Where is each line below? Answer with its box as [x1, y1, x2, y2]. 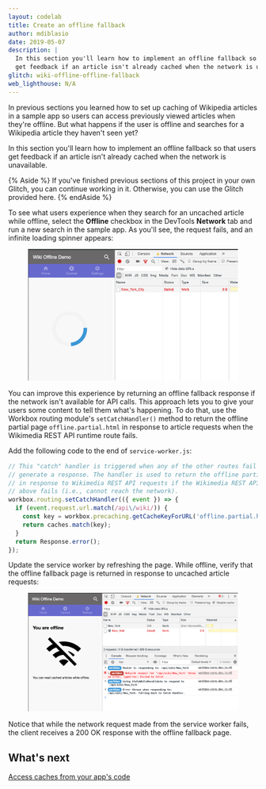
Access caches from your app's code [8, 772, 131, 782]
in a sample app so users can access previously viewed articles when [8, 111, 236, 121]
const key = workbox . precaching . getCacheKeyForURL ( [22, 513, 196, 521]
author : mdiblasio [8, 29, 69, 37]
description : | [8, 46, 59, 55]
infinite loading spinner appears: [8, 233, 114, 242]
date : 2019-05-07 [8, 38, 66, 46]
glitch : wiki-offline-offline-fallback [8, 71, 140, 79]
